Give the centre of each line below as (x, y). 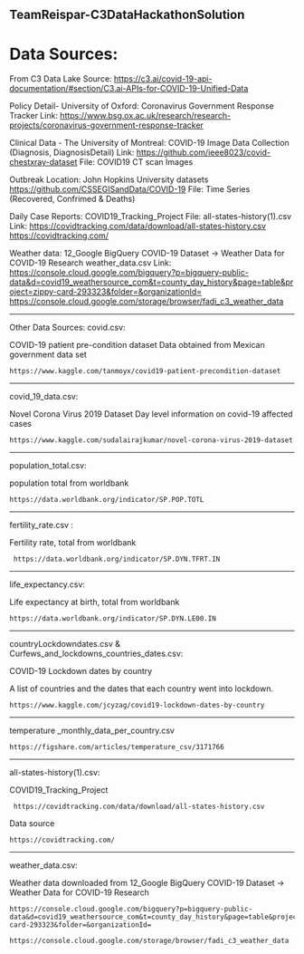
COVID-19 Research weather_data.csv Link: (90, 263)
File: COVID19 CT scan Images (136, 162)
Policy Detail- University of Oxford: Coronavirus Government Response (142, 106)
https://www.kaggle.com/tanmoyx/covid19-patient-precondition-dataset (145, 371)
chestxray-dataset (43, 162)
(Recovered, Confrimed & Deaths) (72, 199)
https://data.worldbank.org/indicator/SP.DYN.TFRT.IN (117, 559)
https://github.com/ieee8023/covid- (204, 152)
